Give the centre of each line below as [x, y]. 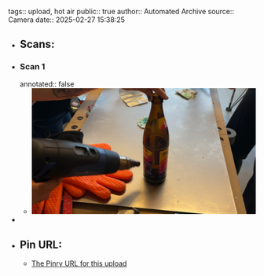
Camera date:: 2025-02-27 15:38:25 [67, 20]
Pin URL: [41, 244]
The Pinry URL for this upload [79, 263]
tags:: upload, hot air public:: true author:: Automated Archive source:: [121, 11]
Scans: [37, 44]
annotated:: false [47, 84]
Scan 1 [32, 67]
